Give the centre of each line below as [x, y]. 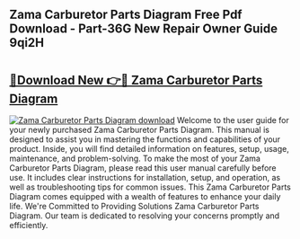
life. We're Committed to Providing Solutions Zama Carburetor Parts [134, 206]
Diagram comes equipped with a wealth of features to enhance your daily [145, 196]
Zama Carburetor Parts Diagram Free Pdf [126, 15]
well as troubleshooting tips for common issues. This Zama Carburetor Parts [150, 187]
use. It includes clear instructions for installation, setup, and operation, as [145, 177]
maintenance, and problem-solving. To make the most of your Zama [135, 158]
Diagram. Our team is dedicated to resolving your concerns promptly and [145, 216]
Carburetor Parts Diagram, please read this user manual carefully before [143, 168]
